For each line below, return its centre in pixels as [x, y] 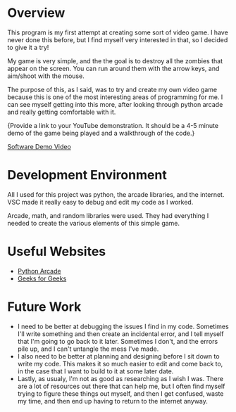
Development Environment [87, 175]
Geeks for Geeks [42, 278]
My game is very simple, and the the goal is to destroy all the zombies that [115, 60]
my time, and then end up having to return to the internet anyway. [112, 401]
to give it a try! [28, 47]
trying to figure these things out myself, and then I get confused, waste [120, 393]
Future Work [44, 307]
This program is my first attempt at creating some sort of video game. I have [118, 32]
